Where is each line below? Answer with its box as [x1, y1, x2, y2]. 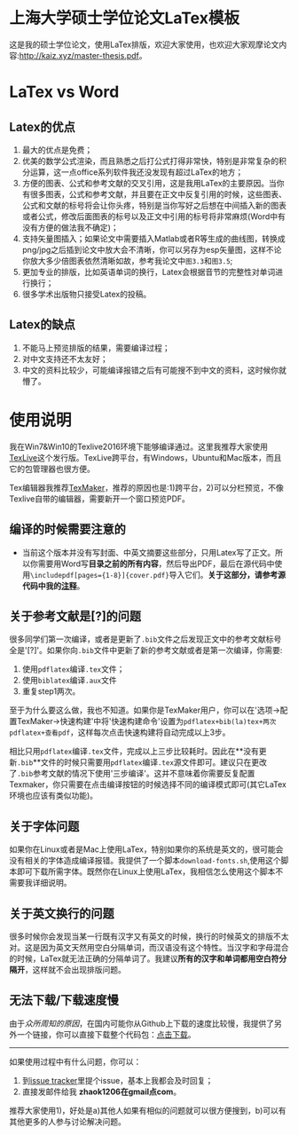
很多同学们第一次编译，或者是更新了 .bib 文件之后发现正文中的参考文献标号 [9, 634, 282, 644]
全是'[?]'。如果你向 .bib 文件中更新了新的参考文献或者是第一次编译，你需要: [9, 645, 283, 656]
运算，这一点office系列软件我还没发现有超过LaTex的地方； [29, 166, 244, 177]
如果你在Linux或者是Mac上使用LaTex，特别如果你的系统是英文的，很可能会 [9, 844, 284, 855]
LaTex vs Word [9, 82, 120, 102]
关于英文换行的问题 [9, 906, 114, 921]
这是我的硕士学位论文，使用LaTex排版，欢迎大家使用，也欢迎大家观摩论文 [9, 39, 279, 50]
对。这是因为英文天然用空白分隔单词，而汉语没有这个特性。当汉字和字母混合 [9, 942, 289, 952]
